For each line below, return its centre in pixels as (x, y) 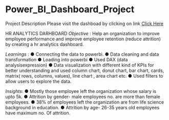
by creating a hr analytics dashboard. (45, 44)
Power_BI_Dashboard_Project (70, 9)
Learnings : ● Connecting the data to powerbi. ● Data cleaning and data (82, 54)
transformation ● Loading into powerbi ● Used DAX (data (67, 59)
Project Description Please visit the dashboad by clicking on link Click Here (84, 23)
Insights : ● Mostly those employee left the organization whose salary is (81, 91)
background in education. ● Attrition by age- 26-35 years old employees (82, 107)
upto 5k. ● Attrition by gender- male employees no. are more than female (83, 97)
